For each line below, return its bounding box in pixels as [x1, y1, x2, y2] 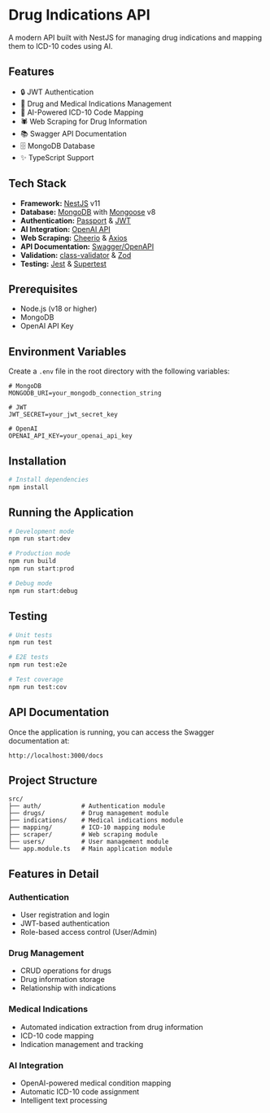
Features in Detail [8, 866, 99, 880]
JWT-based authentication [20, 919, 110, 928]
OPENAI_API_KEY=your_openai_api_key [8, 432, 133, 440]
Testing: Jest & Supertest [20, 259, 107, 268]
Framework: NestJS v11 [20, 198, 101, 208]
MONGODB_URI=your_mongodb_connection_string [8, 389, 162, 398]
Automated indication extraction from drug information [20, 1022, 203, 1032]
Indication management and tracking [20, 1039, 144, 1049]
